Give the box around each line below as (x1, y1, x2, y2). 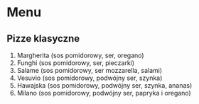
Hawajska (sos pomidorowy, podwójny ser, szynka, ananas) (16, 81, 193, 89)
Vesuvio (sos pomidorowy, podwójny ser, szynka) (16, 74, 163, 82)
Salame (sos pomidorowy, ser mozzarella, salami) (16, 67, 163, 74)
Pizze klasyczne (6, 33, 80, 45)
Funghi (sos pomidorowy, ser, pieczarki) (16, 59, 135, 67)
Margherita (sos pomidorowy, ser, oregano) (16, 51, 144, 59)
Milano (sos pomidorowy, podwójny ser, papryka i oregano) (16, 89, 191, 97)
